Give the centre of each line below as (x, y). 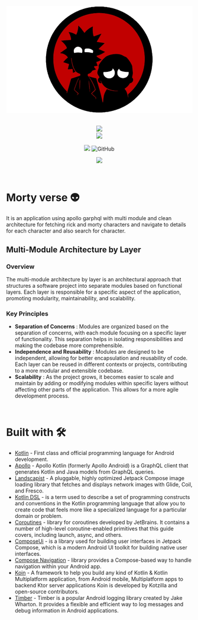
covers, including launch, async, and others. (69, 535)
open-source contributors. (47, 592)
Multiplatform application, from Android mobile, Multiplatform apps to (99, 579)
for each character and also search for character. (66, 231)
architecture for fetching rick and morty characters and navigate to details (96, 225)
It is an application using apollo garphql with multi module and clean (89, 218)
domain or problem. (39, 516)
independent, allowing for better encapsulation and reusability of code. (101, 358)
